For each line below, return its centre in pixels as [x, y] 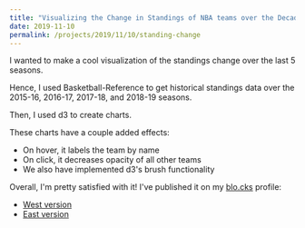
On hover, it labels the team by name [91, 150]
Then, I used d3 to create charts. [70, 115]
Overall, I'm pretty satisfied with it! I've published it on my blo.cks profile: [146, 187]
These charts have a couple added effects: [89, 133]
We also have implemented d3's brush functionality [118, 170]
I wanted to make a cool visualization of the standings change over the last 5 [152, 61]
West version [47, 204]
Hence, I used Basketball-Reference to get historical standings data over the [152, 88]
